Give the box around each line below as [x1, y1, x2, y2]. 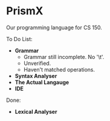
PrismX [6, 4, 43, 18]
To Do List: [6, 35, 33, 42]
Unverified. [23, 60, 51, 67]
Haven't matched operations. [23, 66, 95, 73]
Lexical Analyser [14, 108, 58, 115]
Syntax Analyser [14, 72, 58, 79]
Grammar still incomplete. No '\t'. [23, 53, 105, 60]
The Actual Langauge [14, 79, 70, 86]
